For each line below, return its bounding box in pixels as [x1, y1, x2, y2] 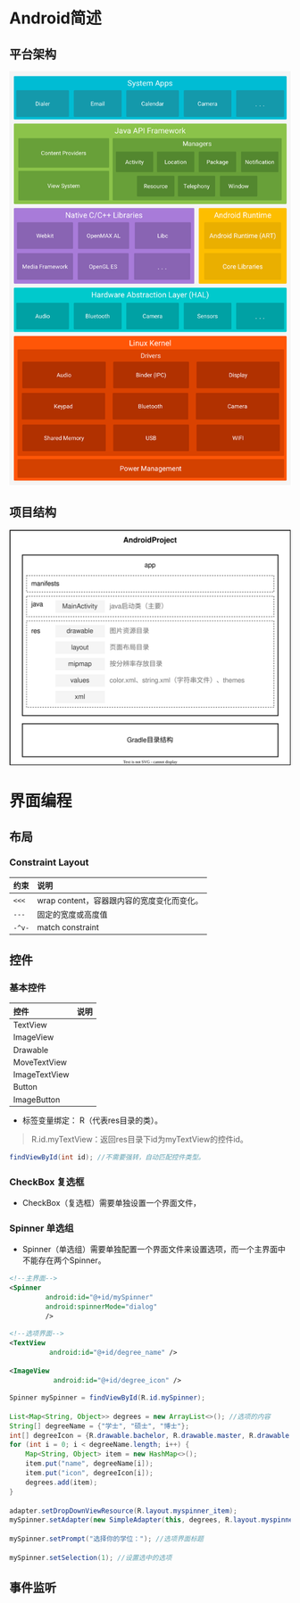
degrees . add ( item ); [25, 1478, 98, 1487]
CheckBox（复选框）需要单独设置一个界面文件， [21, 1198, 202, 1208]
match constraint [37, 922, 100, 933]
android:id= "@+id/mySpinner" [45, 1293, 154, 1302]
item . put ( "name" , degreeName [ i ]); [25, 1459, 154, 1468]
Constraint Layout [9, 856, 89, 868]
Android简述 [9, 8, 103, 29]
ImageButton [12, 1094, 61, 1105]
